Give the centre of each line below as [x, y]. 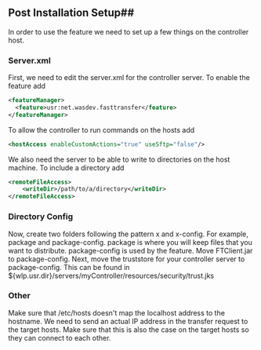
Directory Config [41, 217]
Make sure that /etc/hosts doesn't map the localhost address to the [117, 312]
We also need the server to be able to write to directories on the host [119, 159]
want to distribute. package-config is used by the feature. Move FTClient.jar [130, 250]
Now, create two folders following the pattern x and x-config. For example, [129, 234]
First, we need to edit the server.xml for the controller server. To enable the [129, 78]
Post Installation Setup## [71, 13]
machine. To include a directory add [66, 167]
